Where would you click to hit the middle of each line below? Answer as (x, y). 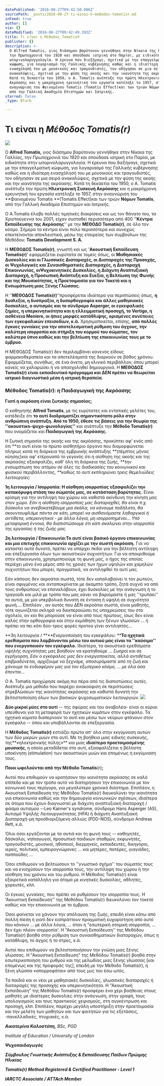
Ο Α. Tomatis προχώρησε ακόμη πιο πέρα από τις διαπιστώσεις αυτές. (76, 681)
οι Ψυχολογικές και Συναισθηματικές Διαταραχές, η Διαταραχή (73, 265)
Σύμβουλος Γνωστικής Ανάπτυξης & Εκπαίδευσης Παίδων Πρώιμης (76, 1055)
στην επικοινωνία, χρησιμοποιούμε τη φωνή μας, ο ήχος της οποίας (74, 559)
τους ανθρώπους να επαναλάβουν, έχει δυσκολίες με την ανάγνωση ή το (81, 590)
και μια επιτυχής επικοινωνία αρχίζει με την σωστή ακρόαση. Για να (77, 543)
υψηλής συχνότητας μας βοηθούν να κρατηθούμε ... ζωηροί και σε (73, 651)
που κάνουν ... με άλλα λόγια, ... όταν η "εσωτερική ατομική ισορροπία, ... (80, 925)
